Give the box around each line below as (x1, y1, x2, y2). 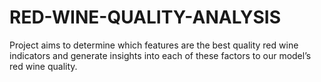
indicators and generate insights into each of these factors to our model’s (9, 49, 312, 61)
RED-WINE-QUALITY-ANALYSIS (9, 6, 282, 29)
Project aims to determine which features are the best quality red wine (9, 39, 299, 51)
